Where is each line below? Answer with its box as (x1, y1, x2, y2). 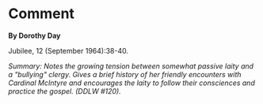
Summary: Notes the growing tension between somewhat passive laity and (8, 61, 254, 71)
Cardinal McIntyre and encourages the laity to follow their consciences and (8, 78, 255, 87)
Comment (8, 5, 75, 23)
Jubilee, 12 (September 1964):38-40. (8, 46, 129, 55)
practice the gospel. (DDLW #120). (8, 86, 121, 95)
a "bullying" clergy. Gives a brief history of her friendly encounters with (8, 69, 242, 79)
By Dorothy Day (8, 31, 61, 40)
